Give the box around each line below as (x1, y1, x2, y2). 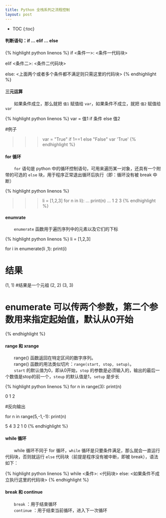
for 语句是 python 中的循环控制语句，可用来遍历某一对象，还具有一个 (14, 166, 157, 172)
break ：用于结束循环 (14, 501, 57, 507)
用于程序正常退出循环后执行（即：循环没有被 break (47, 172, 152, 178)
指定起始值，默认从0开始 (31, 314, 134, 325)
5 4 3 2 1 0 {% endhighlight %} (5, 423, 68, 429)
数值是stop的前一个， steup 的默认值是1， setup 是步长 (9, 374, 120, 380)
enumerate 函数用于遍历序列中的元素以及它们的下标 (14, 226, 119, 232)
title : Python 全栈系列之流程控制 (5, 7, 70, 12)
